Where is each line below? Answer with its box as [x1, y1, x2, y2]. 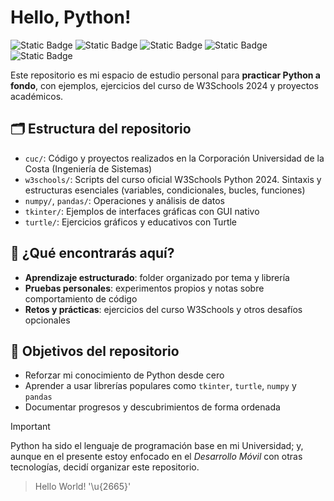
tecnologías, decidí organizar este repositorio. [10, 461, 200, 473]
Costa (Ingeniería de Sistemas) [24, 162, 153, 175]
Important [10, 421, 51, 433]
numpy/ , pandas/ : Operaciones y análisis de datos [24, 194, 225, 206]
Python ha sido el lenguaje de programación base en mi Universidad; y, [10, 440, 304, 452]
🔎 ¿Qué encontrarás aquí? [10, 245, 175, 262]
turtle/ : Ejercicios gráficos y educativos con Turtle [24, 216, 238, 228]
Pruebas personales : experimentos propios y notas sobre [24, 282, 265, 294]
